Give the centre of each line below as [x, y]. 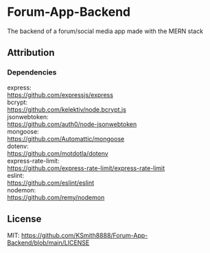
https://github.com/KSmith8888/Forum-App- [84, 236]
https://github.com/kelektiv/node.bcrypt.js [67, 109]
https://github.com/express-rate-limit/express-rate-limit [86, 168]
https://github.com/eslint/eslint [51, 183]
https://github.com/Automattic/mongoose [66, 139]
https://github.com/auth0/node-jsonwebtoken [72, 124]
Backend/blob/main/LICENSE [48, 243]
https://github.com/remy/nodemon [56, 197]
